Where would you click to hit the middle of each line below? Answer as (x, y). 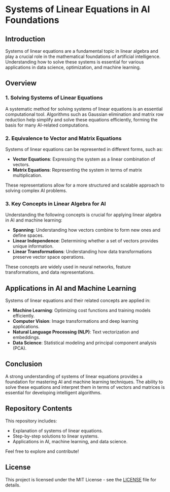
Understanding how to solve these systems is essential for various (75, 62)
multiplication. (27, 175)
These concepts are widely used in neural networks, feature (68, 267)
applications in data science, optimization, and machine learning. (73, 67)
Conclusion (24, 364)
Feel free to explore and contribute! (42, 451)
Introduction (25, 39)
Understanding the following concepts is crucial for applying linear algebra (83, 215)
